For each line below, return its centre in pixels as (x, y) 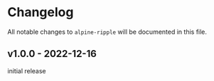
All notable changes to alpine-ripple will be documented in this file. (107, 32)
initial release (27, 70)
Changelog (41, 12)
